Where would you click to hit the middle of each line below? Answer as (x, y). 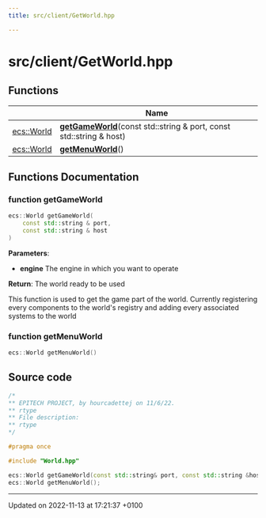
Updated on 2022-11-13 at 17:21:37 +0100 (76, 505)
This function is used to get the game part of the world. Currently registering (133, 299)
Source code (40, 378)
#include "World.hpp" (44, 461)
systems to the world (42, 316)
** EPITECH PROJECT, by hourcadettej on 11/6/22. (92, 403)
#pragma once (30, 447)
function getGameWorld (55, 199)
